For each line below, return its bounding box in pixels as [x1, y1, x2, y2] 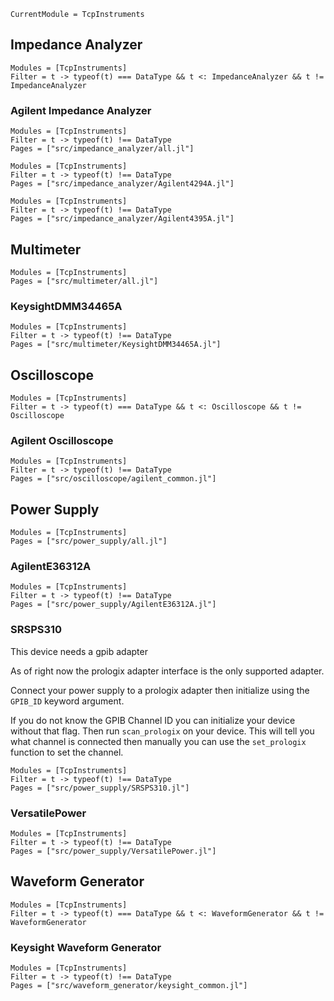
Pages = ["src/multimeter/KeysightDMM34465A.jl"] [10, 340, 222, 350]
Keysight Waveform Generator [10, 940, 162, 954]
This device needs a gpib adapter [10, 645, 148, 657]
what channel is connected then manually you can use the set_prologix [10, 735, 307, 747]
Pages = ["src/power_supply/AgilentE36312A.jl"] [10, 600, 217, 610]
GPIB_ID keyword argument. [10, 695, 125, 707]
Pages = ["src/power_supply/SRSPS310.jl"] [10, 783, 190, 793]
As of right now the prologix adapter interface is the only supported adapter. [10, 665, 325, 677]
